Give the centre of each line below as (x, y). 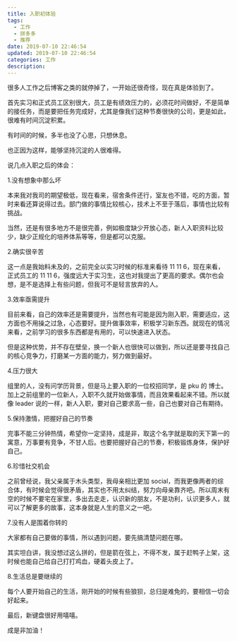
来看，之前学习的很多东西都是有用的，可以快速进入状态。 (91, 332)
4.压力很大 (23, 371)
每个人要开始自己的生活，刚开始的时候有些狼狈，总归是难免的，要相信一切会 (119, 591)
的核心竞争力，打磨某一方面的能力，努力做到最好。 (81, 355)
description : (26, 66)
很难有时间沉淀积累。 (38, 120)
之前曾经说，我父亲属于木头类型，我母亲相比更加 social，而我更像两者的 (113, 481)
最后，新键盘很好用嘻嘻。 (44, 615)
